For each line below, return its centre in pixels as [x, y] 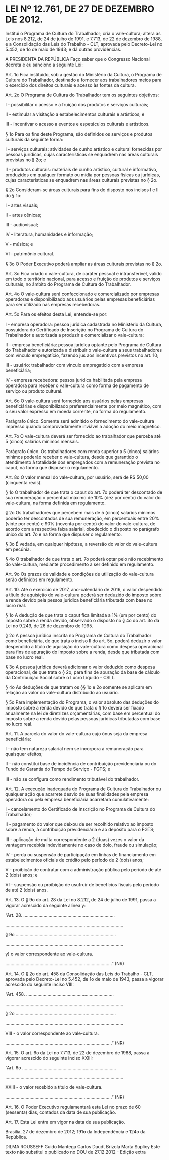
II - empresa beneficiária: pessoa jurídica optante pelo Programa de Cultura [83, 344]
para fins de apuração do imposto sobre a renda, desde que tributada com [82, 652]
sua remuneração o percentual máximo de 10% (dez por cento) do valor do [83, 497]
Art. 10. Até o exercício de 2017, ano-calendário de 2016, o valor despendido [84, 589]
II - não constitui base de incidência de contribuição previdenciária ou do [81, 763]
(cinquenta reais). [23, 482]
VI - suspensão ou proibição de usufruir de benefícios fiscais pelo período [82, 884]
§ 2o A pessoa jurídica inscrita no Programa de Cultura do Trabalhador [78, 635]
